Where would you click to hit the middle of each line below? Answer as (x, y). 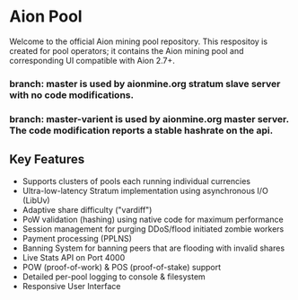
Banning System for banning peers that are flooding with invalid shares (153, 248)
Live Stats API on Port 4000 (74, 257)
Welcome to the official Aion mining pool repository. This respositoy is (138, 41)
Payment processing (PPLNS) (77, 238)
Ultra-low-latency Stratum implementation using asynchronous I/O (145, 190)
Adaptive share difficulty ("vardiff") (87, 209)
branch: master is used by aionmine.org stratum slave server (145, 84)
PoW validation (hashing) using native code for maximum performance (153, 219)
